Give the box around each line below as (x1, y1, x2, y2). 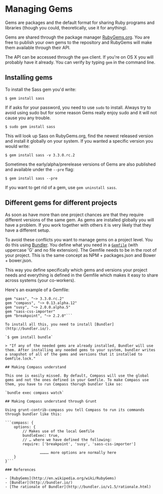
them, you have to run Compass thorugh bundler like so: (5, 382, 123, 387)
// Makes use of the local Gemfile (22, 429, 95, 433)
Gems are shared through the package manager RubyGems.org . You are (5, 34, 150, 40)
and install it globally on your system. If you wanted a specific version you (5, 138, 153, 144)
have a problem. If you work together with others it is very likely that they (5, 222, 152, 228)
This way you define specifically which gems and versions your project (5, 267, 147, 273)
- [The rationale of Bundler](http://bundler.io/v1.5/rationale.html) (5, 484, 151, 489)
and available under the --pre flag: (5, 166, 74, 172)
